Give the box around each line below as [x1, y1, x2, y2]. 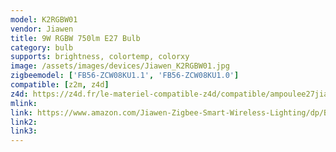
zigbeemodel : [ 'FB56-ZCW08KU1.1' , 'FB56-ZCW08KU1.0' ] [10, 71, 240, 81]
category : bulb [10, 42, 74, 53]
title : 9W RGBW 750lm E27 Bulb [10, 33, 141, 43]
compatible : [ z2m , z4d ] [10, 80, 110, 90]
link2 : [10, 117, 38, 127]
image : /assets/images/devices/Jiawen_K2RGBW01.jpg [10, 61, 230, 71]
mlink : [10, 98, 38, 108]
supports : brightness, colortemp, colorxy [10, 52, 190, 62]
